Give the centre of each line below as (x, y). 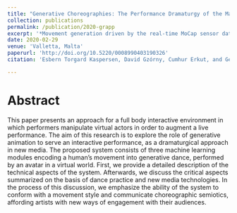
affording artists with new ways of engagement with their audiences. (107, 202)
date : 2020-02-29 (33, 40)
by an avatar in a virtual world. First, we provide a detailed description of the (118, 164)
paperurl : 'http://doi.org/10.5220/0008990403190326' (88, 53)
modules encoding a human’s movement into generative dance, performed (116, 157)
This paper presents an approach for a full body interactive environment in (115, 120)
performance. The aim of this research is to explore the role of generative (114, 135)
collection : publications (45, 20)
